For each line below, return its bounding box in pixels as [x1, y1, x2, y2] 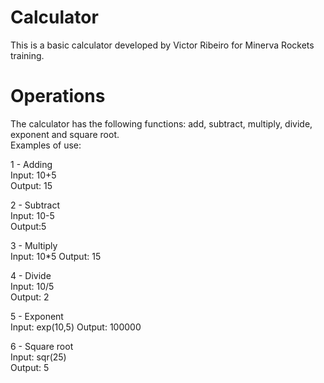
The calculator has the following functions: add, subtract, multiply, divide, [10, 117, 313, 130]
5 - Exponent [10, 310, 64, 322]
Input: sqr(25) [10, 351, 67, 363]
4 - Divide [10, 269, 52, 281]
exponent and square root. [10, 128, 120, 140]
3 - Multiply [10, 239, 58, 251]
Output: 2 [10, 291, 50, 303]
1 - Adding [10, 158, 53, 170]
